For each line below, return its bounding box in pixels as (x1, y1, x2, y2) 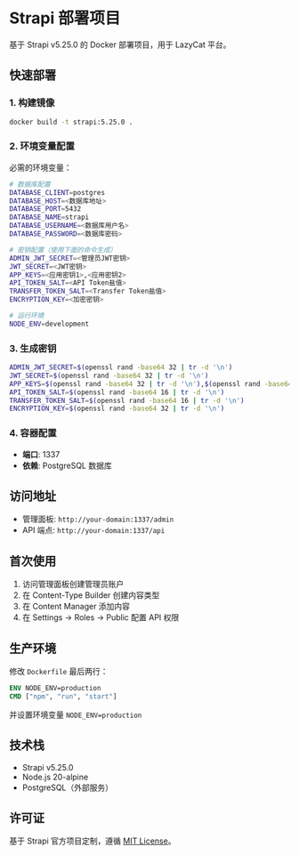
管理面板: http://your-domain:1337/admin (21, 513, 174, 525)
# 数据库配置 (9, 180, 51, 189)
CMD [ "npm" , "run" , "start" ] (9, 691, 117, 701)
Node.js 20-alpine (21, 771, 89, 782)
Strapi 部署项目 (9, 8, 121, 28)
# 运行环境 (9, 311, 44, 320)
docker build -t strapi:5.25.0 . (9, 117, 133, 126)
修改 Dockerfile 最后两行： (9, 666, 109, 677)
